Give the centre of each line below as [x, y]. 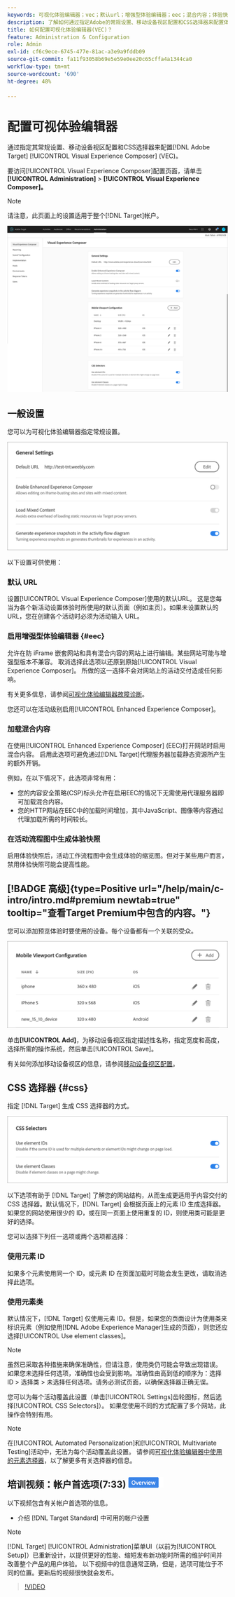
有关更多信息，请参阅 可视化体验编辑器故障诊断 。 [78, 694]
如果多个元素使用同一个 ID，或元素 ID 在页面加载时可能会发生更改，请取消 [114, 1273]
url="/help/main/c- [181, 888]
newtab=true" [149, 900]
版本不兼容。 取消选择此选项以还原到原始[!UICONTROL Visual [108, 661]
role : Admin [24, 45]
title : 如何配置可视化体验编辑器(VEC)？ [60, 29]
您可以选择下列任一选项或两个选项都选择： [69, 1237]
